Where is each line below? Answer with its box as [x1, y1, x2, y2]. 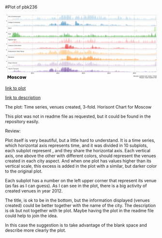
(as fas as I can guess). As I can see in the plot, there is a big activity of [5, 183, 147, 189]
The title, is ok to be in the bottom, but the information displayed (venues [5, 197, 150, 203]
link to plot [5, 85, 26, 91]
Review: [5, 128, 21, 134]
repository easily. [5, 118, 40, 124]
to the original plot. [5, 168, 43, 174]
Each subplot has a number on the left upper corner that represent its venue [5, 177, 157, 183]
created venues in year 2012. [5, 188, 63, 193]
